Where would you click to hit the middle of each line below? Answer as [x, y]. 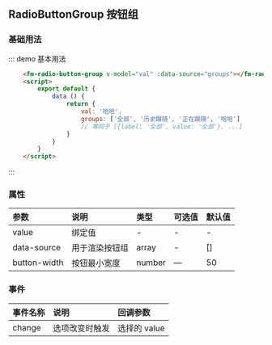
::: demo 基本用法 [37, 58]
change [27, 327]
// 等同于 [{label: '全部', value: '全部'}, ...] [161, 126]
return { [81, 104]
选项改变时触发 [82, 328]
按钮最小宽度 [96, 263]
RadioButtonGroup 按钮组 [74, 15]
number [151, 263]
